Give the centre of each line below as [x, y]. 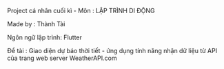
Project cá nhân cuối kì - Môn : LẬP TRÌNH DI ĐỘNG [81, 11]
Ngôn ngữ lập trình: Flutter [45, 37]
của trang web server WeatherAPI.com [62, 58]
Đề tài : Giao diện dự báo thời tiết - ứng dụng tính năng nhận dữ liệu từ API [112, 51]
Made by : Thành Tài [36, 24]
